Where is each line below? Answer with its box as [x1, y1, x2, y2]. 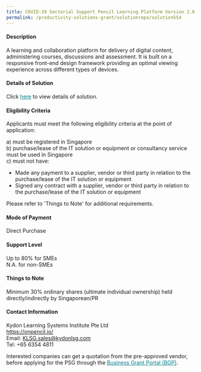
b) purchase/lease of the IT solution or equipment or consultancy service [6, 145, 188, 152]
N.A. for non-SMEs [6, 260, 53, 268]
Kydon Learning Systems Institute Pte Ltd [6, 321, 108, 329]
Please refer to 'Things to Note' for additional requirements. [6, 200, 154, 207]
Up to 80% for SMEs [6, 254, 57, 262]
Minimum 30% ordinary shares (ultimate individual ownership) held [6, 288, 173, 295]
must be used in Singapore [6, 151, 73, 159]
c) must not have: [6, 157, 50, 165]
